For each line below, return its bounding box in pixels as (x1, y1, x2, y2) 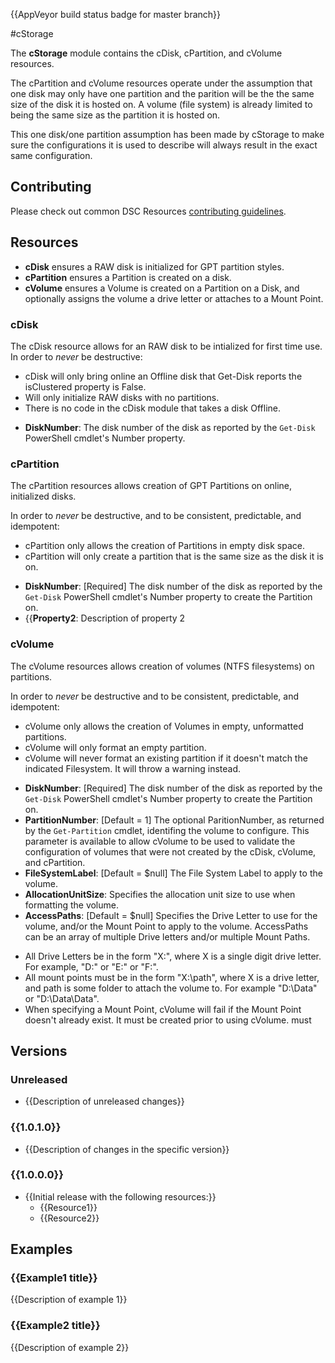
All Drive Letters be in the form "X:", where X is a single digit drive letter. (24, 950, 322, 962)
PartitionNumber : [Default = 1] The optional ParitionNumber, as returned (24, 814, 325, 826)
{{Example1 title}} (10, 1271, 98, 1285)
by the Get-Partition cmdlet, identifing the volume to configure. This (24, 824, 310, 836)
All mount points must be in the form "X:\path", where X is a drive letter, (24, 971, 320, 983)
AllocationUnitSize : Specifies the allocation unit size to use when (24, 888, 296, 900)
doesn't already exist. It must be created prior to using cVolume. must (24, 1014, 312, 1026)
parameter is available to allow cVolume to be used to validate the (24, 835, 296, 847)
